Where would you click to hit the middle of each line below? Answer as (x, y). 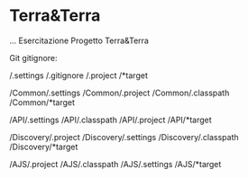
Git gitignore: (33, 58)
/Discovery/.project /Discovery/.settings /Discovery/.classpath (124, 137)
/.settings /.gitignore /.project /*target (79, 75)
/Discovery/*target (44, 147)
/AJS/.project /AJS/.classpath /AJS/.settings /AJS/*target (115, 164)
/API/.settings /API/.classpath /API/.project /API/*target (110, 120)
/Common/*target (42, 102)
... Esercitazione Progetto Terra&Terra (79, 40)
